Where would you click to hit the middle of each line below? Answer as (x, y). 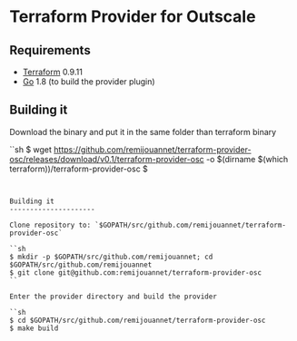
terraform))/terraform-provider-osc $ (79, 169)
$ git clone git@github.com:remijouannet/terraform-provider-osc (135, 273)
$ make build (34, 328)
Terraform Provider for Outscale (133, 17)
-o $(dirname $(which (247, 159)
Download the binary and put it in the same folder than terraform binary (143, 132)
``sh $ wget (31, 149)
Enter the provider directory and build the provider (114, 297)
